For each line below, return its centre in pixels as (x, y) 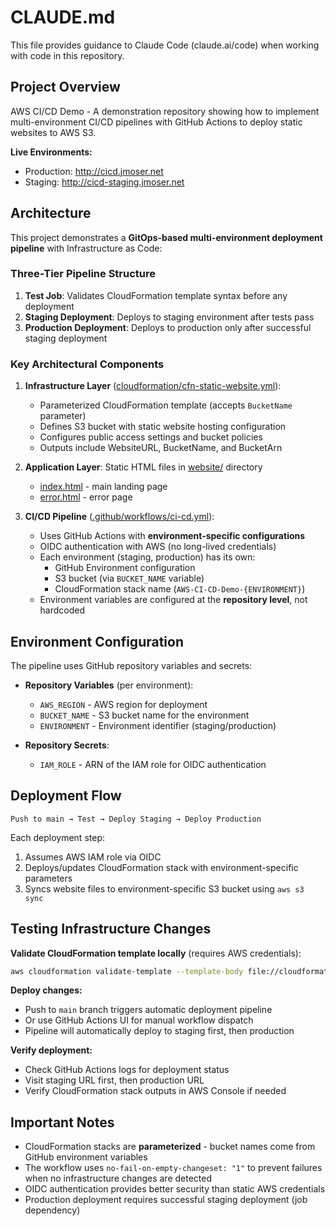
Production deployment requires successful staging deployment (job (166, 1200)
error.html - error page (86, 497)
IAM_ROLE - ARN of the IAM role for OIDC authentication (153, 764)
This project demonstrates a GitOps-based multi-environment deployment (166, 237)
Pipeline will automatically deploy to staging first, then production (159, 1031)
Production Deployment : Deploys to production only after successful (168, 327)
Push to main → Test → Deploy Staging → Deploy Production (136, 819)
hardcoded (62, 610)
